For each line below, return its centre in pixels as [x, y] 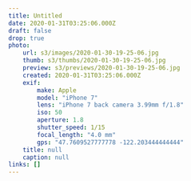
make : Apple [57, 90]
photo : [19, 46]
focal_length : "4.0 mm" [76, 135]
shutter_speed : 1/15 [71, 127]
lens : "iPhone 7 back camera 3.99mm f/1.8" [110, 105]
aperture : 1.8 [60, 120]
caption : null [46, 157]
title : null [42, 150]
